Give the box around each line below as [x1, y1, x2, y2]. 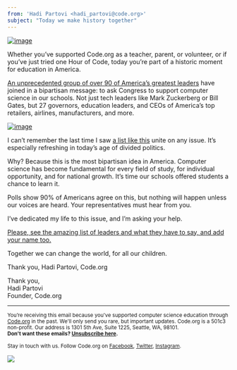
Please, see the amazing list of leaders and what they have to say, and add [7, 228, 224, 236]
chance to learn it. [7, 179, 60, 187]
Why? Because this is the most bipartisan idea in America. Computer [7, 156, 207, 166]
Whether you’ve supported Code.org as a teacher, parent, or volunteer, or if [7, 50, 227, 58]
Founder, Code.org [7, 291, 62, 300]
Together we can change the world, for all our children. [7, 249, 167, 257]
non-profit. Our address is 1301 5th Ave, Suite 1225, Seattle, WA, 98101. [7, 323, 179, 331]
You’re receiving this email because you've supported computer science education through [7, 312, 229, 319]
